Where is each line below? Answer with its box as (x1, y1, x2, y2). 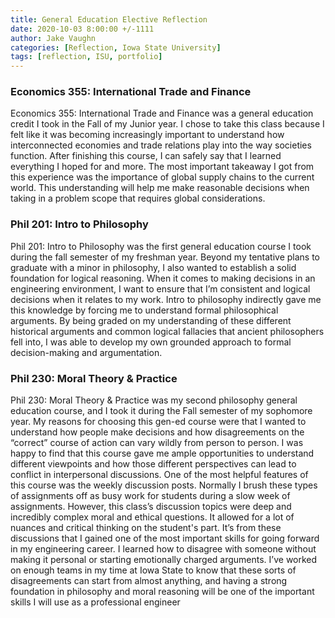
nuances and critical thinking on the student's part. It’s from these (10, 522, 282, 534)
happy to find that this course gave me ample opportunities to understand (10, 447, 315, 460)
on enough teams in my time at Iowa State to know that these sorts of (10, 564, 297, 576)
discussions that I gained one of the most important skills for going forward (10, 532, 320, 545)
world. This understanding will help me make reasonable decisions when (10, 182, 310, 194)
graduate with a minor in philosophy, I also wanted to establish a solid (10, 261, 297, 273)
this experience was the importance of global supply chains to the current (10, 171, 315, 183)
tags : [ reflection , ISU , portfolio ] (10, 52, 163, 62)
